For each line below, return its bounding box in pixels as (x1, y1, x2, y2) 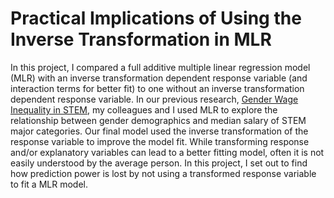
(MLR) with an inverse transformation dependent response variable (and (10, 72, 308, 84)
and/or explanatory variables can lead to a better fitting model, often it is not (10, 146, 325, 158)
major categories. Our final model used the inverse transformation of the (10, 125, 309, 137)
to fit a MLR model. (10, 178, 88, 190)
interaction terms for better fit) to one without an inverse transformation (10, 82, 305, 94)
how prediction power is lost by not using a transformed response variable (10, 167, 317, 179)
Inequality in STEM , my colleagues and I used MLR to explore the (10, 103, 278, 116)
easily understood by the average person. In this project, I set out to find (10, 157, 308, 169)
